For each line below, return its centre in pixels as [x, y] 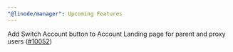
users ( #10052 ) [30, 41]
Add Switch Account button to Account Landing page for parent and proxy [116, 34]
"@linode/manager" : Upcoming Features [65, 14]
